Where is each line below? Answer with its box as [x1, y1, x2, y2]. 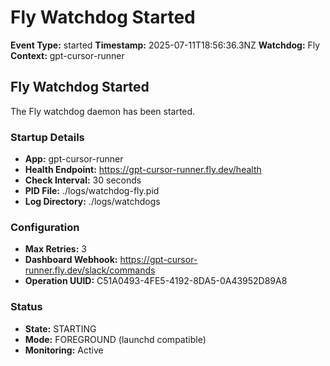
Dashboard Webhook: [24, 254, 118, 266]
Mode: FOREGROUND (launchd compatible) [24, 333, 207, 345]
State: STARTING [24, 322, 97, 335]
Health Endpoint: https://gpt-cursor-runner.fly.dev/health [24, 164, 262, 176]
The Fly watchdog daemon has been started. [10, 105, 196, 117]
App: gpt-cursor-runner [24, 153, 124, 165]
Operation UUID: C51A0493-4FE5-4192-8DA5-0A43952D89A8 [24, 275, 288, 287]
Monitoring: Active [24, 344, 104, 356]
